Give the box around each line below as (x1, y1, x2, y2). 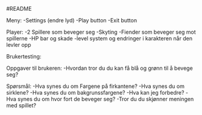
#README (6, 5, 32, 12)
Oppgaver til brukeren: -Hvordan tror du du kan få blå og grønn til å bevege (6, 64, 193, 72)
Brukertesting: (6, 53, 42, 60)
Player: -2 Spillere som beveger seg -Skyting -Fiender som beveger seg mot (6, 28, 196, 36)
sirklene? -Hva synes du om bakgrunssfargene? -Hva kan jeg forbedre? (6, 89, 185, 96)
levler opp (6, 42, 31, 48)
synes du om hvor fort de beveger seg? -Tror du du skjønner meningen (17, 96, 194, 102)
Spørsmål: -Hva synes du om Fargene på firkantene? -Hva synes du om (6, 82, 185, 90)
